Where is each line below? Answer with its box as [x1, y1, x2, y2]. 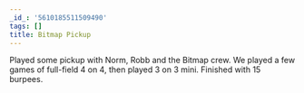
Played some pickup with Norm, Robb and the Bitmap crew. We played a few [9, 55, 296, 66]
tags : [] [9, 22, 43, 31]
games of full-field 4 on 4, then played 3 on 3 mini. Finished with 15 [9, 64, 261, 75]
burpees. [9, 74, 44, 85]
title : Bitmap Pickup [9, 30, 92, 39]
